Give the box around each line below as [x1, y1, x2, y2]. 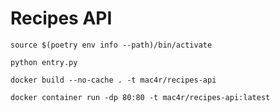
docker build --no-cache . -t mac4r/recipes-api [10, 75, 217, 85]
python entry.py [10, 57, 78, 67]
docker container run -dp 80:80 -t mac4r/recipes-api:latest [10, 92, 271, 102]
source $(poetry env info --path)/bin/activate [10, 40, 213, 50]
